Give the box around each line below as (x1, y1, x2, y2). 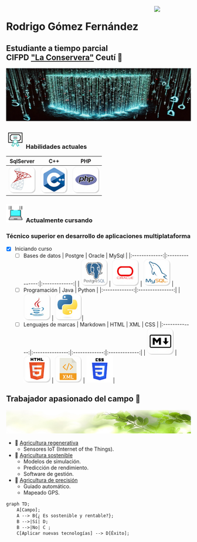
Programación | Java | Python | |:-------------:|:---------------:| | (23, 287, 181, 294)
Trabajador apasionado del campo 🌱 (6, 394, 141, 404)
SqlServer (9, 158, 35, 165)
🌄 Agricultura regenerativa (14, 439, 79, 446)
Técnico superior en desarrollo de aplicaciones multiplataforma (6, 232, 191, 240)
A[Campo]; (16, 507, 41, 513)
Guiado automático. (23, 483, 71, 490)
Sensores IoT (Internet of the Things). (23, 445, 114, 453)
